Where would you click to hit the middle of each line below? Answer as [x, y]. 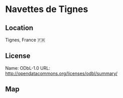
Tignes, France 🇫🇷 [25, 40]
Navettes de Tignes [47, 9]
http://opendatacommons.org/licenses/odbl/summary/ [61, 73]
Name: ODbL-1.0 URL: [28, 68]
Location [19, 28]
